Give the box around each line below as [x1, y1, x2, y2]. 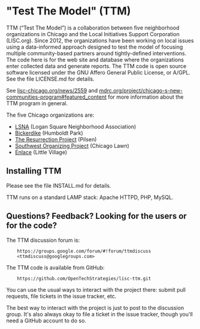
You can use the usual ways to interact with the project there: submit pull [6, 286, 186, 293]
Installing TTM [6, 166, 62, 176]
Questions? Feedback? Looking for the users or [6, 211, 187, 221]
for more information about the [107, 93, 184, 100]
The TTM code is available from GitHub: [6, 263, 105, 271]
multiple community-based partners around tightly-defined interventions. [6, 49, 187, 57]
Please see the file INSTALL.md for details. [6, 182, 111, 189]
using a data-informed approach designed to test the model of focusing [6, 43, 183, 51]
